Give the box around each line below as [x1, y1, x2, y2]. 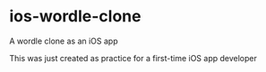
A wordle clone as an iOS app [9, 36, 118, 46]
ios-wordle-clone [9, 6, 142, 27]
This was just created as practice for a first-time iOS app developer [9, 52, 257, 63]
